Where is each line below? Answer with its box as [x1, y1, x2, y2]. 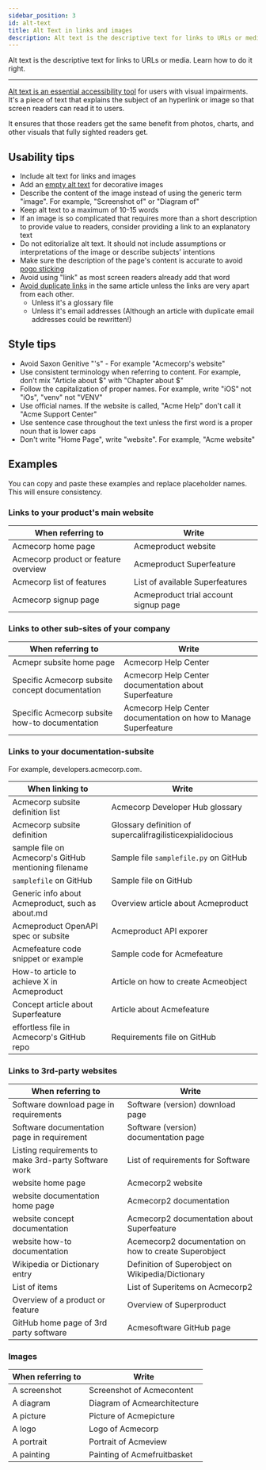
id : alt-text [8, 19, 51, 27]
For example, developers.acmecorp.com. [8, 764, 142, 773]
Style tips [8, 338, 57, 351]
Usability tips [8, 150, 75, 163]
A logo [12, 1423, 37, 1434]
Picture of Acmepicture [89, 1411, 176, 1422]
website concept [12, 1213, 74, 1224]
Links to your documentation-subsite [8, 747, 154, 758]
